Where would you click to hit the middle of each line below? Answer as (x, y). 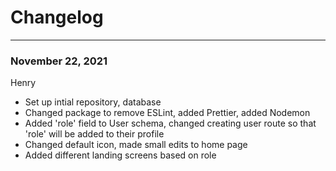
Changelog (57, 17)
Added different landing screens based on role (120, 155)
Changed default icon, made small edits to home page (136, 145)
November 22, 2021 (59, 61)
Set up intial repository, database (93, 102)
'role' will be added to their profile (94, 134)
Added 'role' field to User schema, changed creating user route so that (170, 123)
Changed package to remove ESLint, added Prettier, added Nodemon (167, 113)
